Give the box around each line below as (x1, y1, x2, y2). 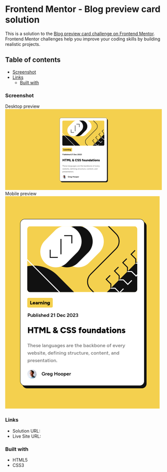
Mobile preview (5, 191, 37, 197)
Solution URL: (12, 428, 41, 434)
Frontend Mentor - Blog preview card (5, 3, 161, 15)
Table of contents (5, 56, 61, 64)
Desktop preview (5, 103, 40, 109)
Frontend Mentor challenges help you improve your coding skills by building (5, 36, 161, 42)
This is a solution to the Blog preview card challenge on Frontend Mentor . (5, 30, 155, 36)
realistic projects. (5, 41, 41, 47)
